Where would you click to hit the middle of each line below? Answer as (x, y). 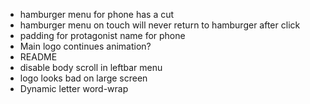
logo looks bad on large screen (83, 78)
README (38, 57)
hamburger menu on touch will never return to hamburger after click (160, 25)
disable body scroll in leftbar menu (91, 67)
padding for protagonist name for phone (102, 35)
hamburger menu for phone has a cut (97, 14)
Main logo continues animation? (85, 46)
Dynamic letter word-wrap (74, 88)
